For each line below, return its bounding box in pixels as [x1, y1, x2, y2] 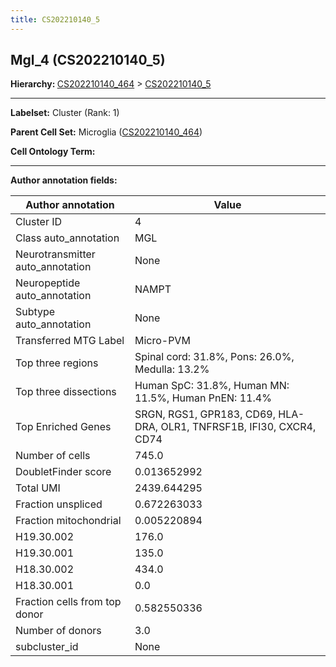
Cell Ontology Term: [10, 146, 96, 158]
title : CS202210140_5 [10, 14, 101, 25]
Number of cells [15, 449, 91, 463]
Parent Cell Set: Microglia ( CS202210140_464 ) [10, 126, 203, 138]
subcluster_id [15, 640, 79, 654]
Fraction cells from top [15, 595, 122, 609]
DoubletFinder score [15, 465, 112, 479]
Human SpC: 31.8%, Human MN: [134, 379, 290, 393]
